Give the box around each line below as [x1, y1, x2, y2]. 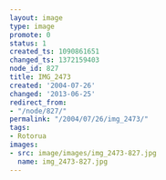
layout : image [9, 13, 64, 23]
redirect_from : [9, 97, 67, 107]
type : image [9, 22, 55, 31]
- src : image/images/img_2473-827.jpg [9, 148, 157, 157]
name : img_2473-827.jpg [17, 156, 108, 166]
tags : [9, 124, 30, 133]
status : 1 [9, 38, 47, 48]
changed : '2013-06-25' [9, 89, 96, 98]
